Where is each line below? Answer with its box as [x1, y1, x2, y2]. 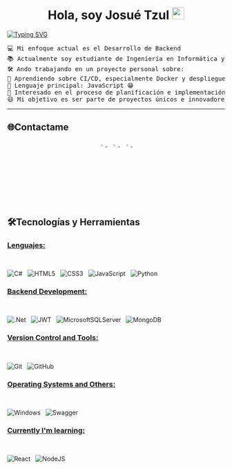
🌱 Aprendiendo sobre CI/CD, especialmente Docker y [7, 75, 186, 82]
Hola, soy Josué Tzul [48, 8, 170, 23]
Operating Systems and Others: [7, 379, 116, 389]
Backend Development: [7, 287, 88, 296]
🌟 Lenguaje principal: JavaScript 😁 [7, 82, 134, 89]
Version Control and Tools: [7, 333, 99, 343]
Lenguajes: [7, 240, 46, 250]
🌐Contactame [7, 122, 69, 133]
